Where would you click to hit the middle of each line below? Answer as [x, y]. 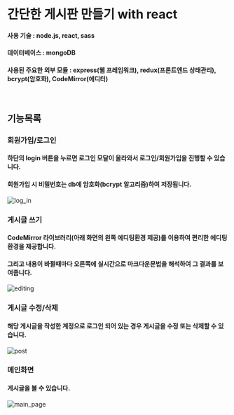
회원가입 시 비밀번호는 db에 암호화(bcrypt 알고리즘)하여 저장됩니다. [99, 184]
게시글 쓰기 [25, 220]
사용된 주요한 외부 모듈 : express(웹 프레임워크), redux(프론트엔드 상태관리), [112, 70]
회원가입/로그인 [32, 140]
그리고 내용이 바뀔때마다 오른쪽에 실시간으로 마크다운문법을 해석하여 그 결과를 [112, 264]
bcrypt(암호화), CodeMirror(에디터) [58, 78]
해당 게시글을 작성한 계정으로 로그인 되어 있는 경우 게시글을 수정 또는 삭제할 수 [112, 325]
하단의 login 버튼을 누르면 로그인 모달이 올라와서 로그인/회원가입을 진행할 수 [110, 158]
